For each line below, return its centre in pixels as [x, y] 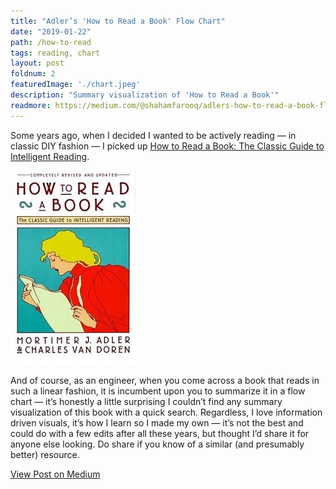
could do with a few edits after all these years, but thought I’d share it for [160, 433]
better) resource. [45, 454]
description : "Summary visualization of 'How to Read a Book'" [145, 95]
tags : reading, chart [55, 53]
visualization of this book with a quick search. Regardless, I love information [166, 412]
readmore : [31, 105]
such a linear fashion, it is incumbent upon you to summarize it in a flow [158, 391]
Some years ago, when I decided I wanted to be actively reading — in [153, 135]
